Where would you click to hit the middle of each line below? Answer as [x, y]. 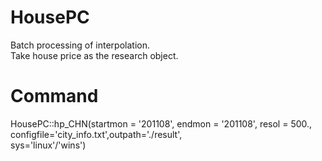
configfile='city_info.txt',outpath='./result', [96, 134]
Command [54, 96]
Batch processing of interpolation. [80, 45]
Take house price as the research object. [94, 55]
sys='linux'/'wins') [48, 145]
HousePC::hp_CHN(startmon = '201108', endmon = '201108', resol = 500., [161, 123]
